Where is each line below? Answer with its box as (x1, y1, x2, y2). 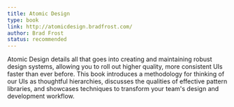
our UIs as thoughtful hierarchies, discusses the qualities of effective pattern (7, 77, 228, 85)
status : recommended (7, 36, 68, 43)
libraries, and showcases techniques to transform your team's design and (7, 85, 219, 93)
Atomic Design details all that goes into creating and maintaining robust (7, 55, 212, 63)
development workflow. (7, 92, 75, 101)
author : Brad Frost (7, 29, 64, 37)
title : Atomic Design (7, 10, 71, 17)
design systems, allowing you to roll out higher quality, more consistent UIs (7, 63, 224, 71)
